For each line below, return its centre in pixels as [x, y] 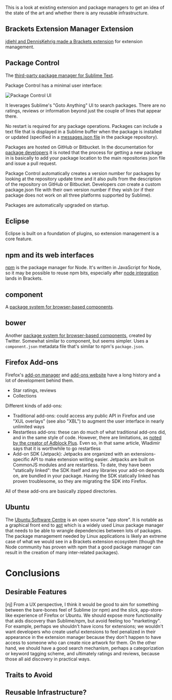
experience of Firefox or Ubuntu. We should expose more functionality [88, 615]
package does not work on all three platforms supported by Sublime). [79, 195]
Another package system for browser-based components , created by [79, 335]
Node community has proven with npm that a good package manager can [83, 547]
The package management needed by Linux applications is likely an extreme [86, 536]
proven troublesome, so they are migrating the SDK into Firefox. [80, 481]
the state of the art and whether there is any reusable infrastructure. [77, 13]
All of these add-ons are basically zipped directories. [61, 491]
